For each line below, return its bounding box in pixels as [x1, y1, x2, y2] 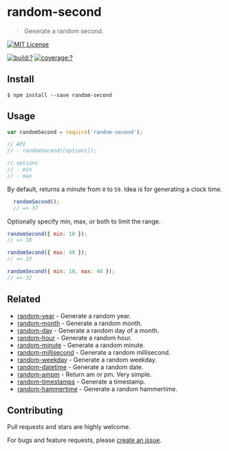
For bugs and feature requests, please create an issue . [7, 436, 162, 444]
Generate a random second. [23, 27, 104, 35]
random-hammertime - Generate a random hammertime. [17, 384, 177, 393]
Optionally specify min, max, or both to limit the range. [7, 217, 161, 225]
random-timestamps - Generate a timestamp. [17, 377, 146, 386]
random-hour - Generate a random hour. [17, 333, 132, 342]
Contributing [7, 405, 63, 417]
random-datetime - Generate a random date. [17, 362, 144, 371]
